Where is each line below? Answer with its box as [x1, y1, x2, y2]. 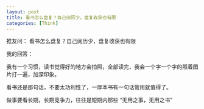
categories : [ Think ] [6, 20, 59, 26]
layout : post [6, 8, 40, 15]
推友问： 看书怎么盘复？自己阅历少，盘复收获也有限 [6, 38, 136, 45]
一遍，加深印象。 [16, 71, 60, 78]
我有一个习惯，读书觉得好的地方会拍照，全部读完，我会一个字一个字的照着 [6, 63, 193, 70]
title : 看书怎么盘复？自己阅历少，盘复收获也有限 [6, 15, 116, 21]
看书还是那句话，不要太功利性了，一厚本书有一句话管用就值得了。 [6, 84, 172, 91]
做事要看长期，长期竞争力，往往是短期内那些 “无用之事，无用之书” [6, 96, 173, 104]
